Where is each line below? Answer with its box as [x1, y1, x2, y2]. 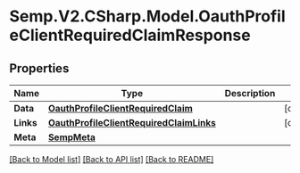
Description [224, 87, 276, 99]
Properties [9, 61, 70, 76]
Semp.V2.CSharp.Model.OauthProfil [9, 6, 286, 27]
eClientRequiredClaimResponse [9, 25, 252, 45]
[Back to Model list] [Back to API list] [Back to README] [9, 154, 214, 164]
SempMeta [47, 131, 96, 144]
